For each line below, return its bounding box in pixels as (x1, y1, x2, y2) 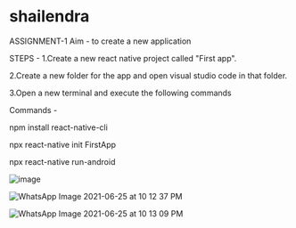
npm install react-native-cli (9, 122, 109, 133)
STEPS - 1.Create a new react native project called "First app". (9, 53, 237, 63)
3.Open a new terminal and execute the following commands (9, 87, 232, 98)
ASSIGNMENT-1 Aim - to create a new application (9, 36, 192, 46)
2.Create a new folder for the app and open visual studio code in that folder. (9, 69, 288, 81)
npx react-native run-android (9, 156, 116, 167)
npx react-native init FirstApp (9, 139, 117, 150)
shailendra (9, 6, 90, 27)
